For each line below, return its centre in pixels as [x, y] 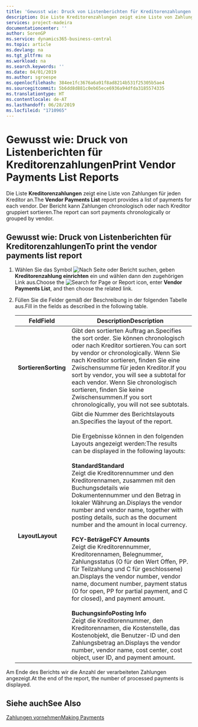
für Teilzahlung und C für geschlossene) [127, 569]
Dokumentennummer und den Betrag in [126, 495]
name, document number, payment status [129, 584]
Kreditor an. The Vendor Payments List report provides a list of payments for [99, 200]
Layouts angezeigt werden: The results [125, 444]
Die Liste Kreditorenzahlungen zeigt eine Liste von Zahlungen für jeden [93, 194]
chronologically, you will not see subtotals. [130, 405]
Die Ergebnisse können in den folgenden [128, 436]
